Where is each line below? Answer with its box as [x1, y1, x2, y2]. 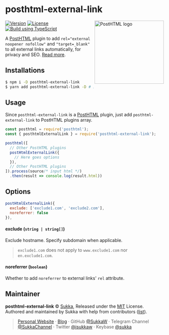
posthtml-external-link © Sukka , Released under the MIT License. [5, 303, 144, 309]
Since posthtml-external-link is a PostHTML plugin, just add [5, 112, 132, 118]
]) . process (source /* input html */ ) [5, 169, 82, 174]
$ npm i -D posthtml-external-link [5, 79, 80, 84]
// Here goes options [14, 155, 59, 160]
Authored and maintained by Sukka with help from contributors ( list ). [5, 308, 147, 314]
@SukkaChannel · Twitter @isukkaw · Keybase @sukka [17, 323, 132, 329]
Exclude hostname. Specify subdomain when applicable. [5, 237, 123, 243]
